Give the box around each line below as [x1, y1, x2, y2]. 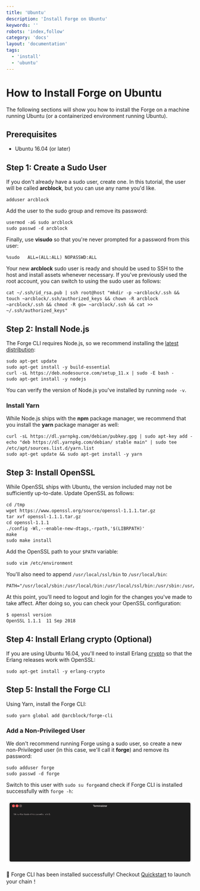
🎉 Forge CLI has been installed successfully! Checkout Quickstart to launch [6, 871, 191, 878]
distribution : [6, 346, 36, 353]
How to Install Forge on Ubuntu [6, 86, 162, 99]
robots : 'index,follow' [6, 29, 65, 35]
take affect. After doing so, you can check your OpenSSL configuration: [6, 600, 182, 607]
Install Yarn [6, 401, 40, 409]
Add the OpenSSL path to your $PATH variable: [6, 548, 119, 555]
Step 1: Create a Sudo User [6, 162, 107, 173]
